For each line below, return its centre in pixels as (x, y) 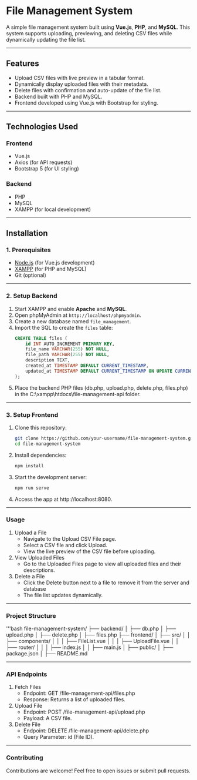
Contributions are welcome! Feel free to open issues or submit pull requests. (98, 771)
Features (23, 64)
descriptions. (39, 570)
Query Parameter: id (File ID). (59, 737)
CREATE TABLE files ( (41, 338)
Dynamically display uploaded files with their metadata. (81, 84)
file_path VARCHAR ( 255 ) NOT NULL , (67, 355)
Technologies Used (42, 127)
